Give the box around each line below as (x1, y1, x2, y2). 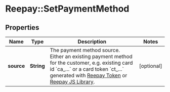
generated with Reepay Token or (50, 72, 127, 79)
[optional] (139, 63, 162, 69)
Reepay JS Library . (50, 78, 95, 85)
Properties (5, 23, 39, 32)
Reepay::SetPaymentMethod (5, 3, 130, 15)
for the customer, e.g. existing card (50, 59, 133, 66)
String (29, 63, 46, 69)
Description (77, 38, 107, 45)
